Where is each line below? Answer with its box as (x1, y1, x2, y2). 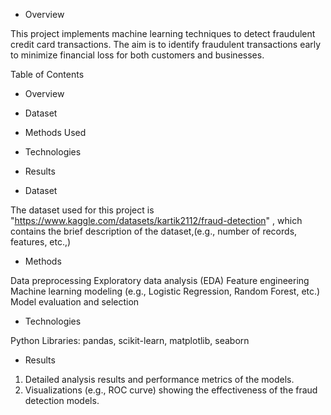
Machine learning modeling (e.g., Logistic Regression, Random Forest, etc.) (10, 285, 321, 297)
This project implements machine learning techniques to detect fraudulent (10, 28, 316, 39)
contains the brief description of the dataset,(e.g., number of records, (10, 225, 298, 237)
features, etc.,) (10, 236, 72, 248)
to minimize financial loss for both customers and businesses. (10, 49, 265, 61)
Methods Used (24, 127, 87, 138)
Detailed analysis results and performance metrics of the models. (24, 374, 295, 385)
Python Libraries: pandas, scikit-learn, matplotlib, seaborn (10, 335, 250, 346)
